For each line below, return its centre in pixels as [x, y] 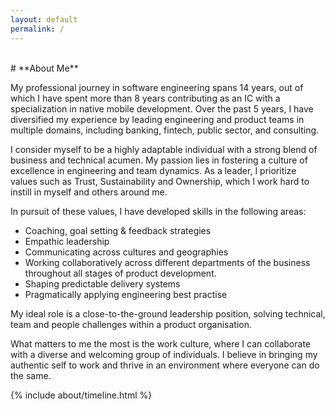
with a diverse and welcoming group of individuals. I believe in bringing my [164, 354]
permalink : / [37, 29]
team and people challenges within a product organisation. [131, 324]
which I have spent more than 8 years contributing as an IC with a [145, 98]
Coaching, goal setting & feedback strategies [118, 230]
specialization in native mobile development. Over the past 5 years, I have [162, 108]
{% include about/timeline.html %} [81, 395]
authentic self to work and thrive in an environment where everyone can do [165, 365]
